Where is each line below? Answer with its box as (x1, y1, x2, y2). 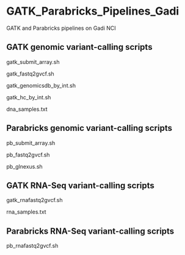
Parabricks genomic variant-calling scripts (6, 123, 173, 133)
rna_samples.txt (6, 208, 47, 215)
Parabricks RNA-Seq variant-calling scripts (6, 226, 175, 236)
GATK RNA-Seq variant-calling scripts (6, 180, 154, 190)
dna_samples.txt (6, 105, 48, 113)
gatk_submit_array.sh (6, 58, 60, 65)
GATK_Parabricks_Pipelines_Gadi (6, 4, 180, 18)
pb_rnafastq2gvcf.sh (6, 242, 59, 250)
